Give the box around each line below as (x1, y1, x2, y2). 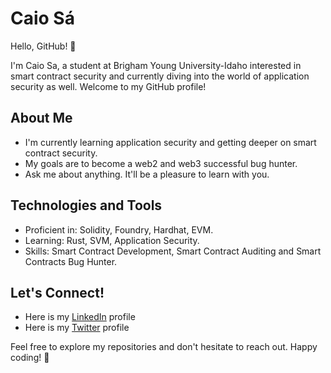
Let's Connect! (10, 284, 105, 301)
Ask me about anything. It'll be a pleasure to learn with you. (24, 168, 270, 180)
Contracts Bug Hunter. (24, 255, 118, 267)
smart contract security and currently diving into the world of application (10, 70, 310, 82)
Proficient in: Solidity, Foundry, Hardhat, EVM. (24, 223, 214, 236)
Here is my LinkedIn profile (24, 311, 136, 323)
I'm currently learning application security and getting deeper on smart (24, 136, 317, 148)
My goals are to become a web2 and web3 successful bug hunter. (24, 157, 298, 169)
